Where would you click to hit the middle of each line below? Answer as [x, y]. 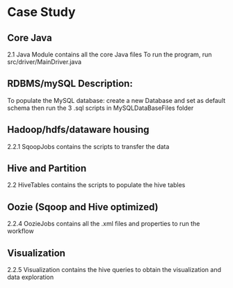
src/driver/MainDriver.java [45, 62]
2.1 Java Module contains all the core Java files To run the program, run [110, 54]
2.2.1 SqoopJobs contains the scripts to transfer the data [88, 146]
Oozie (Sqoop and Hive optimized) [83, 207]
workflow [21, 231]
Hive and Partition [47, 169]
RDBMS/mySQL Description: [70, 84]
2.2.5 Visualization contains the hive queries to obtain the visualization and [114, 270]
